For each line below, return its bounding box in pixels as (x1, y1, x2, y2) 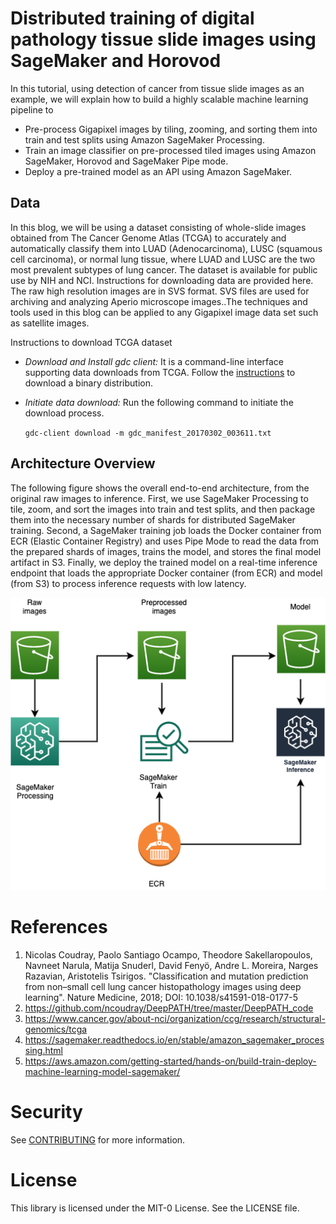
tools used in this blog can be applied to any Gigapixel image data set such (10, 306, 319, 318)
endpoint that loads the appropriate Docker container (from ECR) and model (10, 567, 323, 579)
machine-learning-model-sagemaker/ (24, 1065, 181, 1077)
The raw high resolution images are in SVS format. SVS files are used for (10, 285, 310, 297)
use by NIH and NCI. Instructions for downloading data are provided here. (10, 274, 314, 286)
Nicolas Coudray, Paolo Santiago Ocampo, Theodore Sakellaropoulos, (24, 948, 313, 961)
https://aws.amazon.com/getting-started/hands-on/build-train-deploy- (24, 1055, 317, 1067)
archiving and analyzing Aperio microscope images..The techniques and (10, 295, 308, 307)
